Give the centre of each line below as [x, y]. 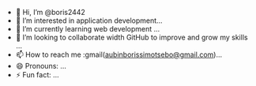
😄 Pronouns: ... [41, 66]
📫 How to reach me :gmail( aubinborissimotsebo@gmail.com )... [119, 54]
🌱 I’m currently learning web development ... [88, 29]
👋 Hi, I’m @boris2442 [50, 12]
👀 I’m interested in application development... [89, 21]
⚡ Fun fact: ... [37, 75]
